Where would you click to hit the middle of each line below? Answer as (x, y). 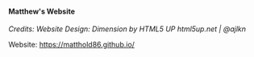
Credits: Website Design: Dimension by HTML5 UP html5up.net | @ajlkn (127, 29)
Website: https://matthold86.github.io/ (72, 45)
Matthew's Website (42, 11)
